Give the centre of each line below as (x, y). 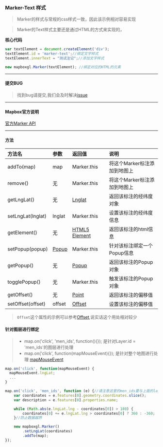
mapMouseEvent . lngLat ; (32, 373)
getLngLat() (21, 200)
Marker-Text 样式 (25, 7)
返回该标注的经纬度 (131, 196)
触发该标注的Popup (131, 279)
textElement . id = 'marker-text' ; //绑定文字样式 (52, 54)
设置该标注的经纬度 (131, 213)
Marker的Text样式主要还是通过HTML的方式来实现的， (71, 30)
